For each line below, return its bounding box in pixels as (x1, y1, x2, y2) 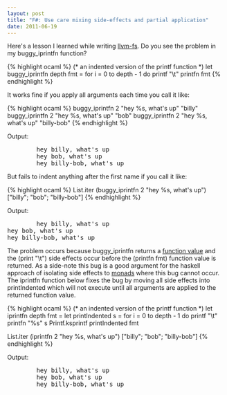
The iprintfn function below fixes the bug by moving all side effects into (7, 276, 210, 284)
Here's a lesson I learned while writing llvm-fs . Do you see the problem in (7, 42, 217, 50)
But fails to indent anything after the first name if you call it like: (7, 172, 188, 181)
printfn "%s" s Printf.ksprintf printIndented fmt (7, 319, 139, 327)
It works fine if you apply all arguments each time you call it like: (7, 91, 190, 99)
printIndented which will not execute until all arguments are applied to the (7, 284, 217, 292)
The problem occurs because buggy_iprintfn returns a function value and (7, 247, 216, 255)
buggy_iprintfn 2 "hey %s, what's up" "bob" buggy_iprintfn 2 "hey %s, (7, 111, 208, 120)
